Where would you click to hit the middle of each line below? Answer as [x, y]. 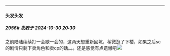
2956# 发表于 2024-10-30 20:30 [40, 28]
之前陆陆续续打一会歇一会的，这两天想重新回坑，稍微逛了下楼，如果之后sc [83, 41]
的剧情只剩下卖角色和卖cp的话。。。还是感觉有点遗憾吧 [61, 48]
